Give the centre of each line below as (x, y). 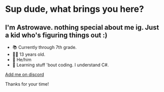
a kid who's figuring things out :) (56, 35)
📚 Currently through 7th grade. (44, 47)
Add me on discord (25, 74)
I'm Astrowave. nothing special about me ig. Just (82, 27)
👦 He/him (22, 60)
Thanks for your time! (27, 84)
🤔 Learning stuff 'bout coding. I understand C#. (60, 65)
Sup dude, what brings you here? (75, 9)
